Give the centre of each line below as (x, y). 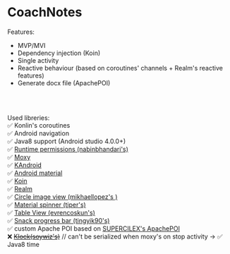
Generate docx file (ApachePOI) (64, 83)
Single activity (38, 60)
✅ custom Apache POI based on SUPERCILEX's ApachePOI (93, 228)
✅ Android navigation (38, 133)
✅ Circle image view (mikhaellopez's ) (62, 196)
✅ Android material (35, 173)
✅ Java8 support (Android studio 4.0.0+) (67, 141)
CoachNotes (45, 12)
